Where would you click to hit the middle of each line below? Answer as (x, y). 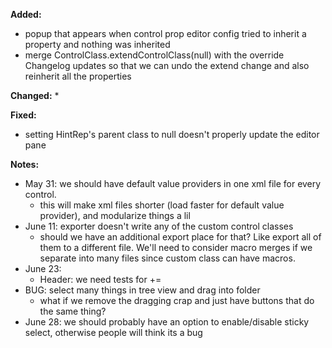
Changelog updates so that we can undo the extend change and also (167, 65)
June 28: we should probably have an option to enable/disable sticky (167, 322)
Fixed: (23, 115)
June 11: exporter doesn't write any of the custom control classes (159, 226)
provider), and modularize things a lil (115, 215)
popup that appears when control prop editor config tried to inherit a (165, 33)
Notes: (25, 164)
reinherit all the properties (78, 76)
